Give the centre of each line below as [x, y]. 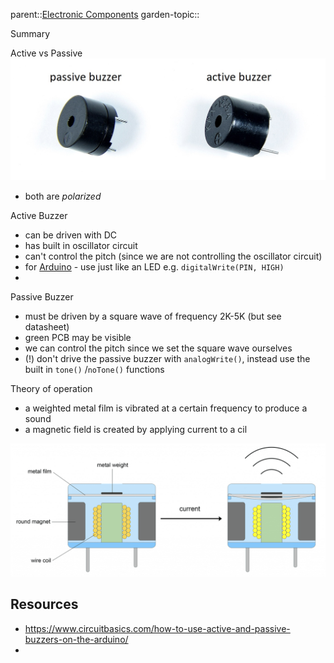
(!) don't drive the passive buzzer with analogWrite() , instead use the [167, 359]
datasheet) [47, 327]
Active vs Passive [46, 53]
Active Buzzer [39, 216]
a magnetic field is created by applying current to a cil [136, 430]
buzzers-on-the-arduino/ [76, 639]
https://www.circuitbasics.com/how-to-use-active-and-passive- [157, 628]
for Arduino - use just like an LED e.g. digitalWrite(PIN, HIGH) [154, 267]
